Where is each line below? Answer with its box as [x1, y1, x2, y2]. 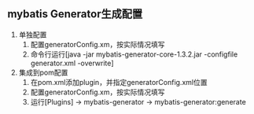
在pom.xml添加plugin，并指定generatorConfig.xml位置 [30, 77, 208, 86]
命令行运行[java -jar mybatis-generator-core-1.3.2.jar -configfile [30, 50, 238, 59]
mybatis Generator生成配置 [7, 7, 143, 21]
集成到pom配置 [18, 68, 68, 77]
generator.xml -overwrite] [30, 58, 115, 68]
